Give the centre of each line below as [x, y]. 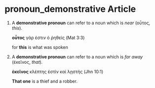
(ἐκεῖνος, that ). [27, 62]
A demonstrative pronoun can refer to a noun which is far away [77, 57]
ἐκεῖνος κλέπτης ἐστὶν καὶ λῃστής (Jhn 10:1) [58, 71]
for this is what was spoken [40, 47]
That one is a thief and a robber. [44, 81]
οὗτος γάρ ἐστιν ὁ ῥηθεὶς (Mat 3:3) [48, 38]
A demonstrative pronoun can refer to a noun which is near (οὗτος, [81, 23]
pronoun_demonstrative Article [70, 9]
